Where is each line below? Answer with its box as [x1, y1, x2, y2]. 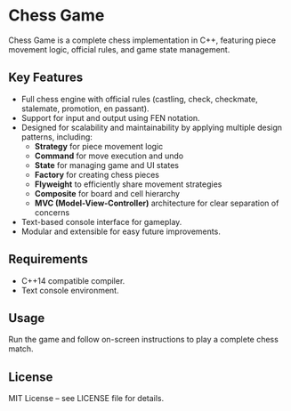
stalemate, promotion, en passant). [20, 103, 150, 114]
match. [8, 343, 34, 354]
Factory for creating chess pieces [34, 169, 159, 180]
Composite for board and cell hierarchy [34, 188, 180, 198]
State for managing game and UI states [34, 159, 180, 170]
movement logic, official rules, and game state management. [8, 44, 230, 54]
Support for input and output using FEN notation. [20, 112, 201, 123]
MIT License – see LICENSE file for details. [8, 393, 165, 404]
